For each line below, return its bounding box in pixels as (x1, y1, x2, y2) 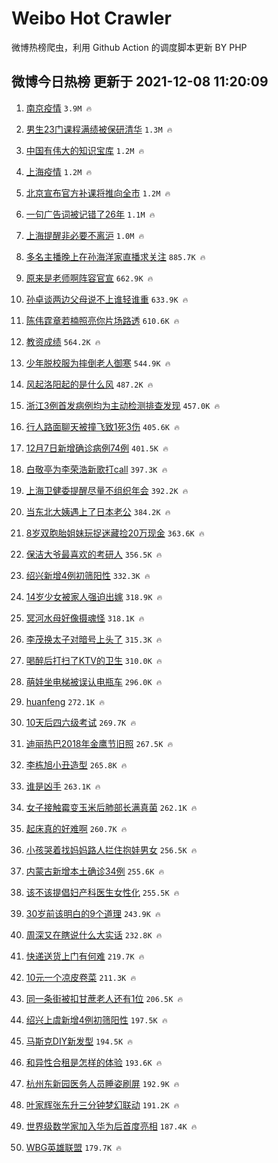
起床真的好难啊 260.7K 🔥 (25, 822, 128, 834)
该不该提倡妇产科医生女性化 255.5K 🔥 (25, 886, 180, 898)
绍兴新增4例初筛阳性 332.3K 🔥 (25, 569, 151, 581)
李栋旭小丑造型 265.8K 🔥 (25, 758, 128, 771)
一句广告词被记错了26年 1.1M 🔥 (25, 208, 156, 220)
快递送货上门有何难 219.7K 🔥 (25, 950, 145, 962)
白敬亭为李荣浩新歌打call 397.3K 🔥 (25, 463, 168, 475)
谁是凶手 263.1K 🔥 (25, 780, 101, 792)
